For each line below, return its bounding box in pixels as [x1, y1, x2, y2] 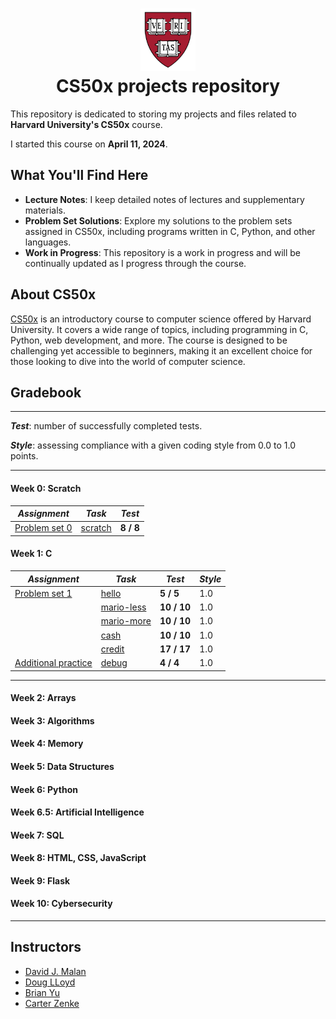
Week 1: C [10, 548, 53, 560]
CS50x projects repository [55, 75, 281, 98]
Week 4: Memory [10, 738, 84, 750]
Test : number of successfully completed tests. [10, 420, 203, 432]
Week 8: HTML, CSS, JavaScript [10, 852, 147, 864]
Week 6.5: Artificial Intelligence [10, 806, 145, 818]
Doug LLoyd [24, 976, 76, 988]
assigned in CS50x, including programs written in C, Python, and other [24, 225, 316, 237]
